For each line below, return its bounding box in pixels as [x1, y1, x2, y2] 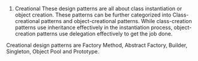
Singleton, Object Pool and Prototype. [6, 48, 100, 55]
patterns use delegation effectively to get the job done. [37, 30, 173, 37]
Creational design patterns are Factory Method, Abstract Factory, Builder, [6, 41, 188, 49]
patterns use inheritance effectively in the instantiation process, [14, 24, 173, 31]
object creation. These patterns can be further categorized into [14, 11, 172, 18]
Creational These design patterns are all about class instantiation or [14, 5, 182, 12]
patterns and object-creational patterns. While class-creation [41, 18, 192, 24]
